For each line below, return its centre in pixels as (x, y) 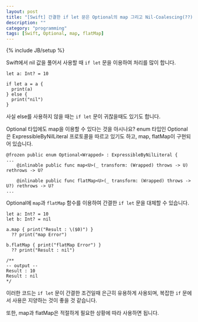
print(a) (22, 89)
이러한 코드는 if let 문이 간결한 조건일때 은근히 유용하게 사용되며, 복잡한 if (94, 293)
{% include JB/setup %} (35, 50)
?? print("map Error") (39, 235)
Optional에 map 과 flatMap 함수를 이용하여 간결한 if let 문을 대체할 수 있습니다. (98, 203)
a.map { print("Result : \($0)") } (50, 230)
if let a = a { (25, 84)
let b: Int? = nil (29, 219)
